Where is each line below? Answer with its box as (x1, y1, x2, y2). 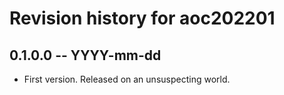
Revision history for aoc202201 (9, 7, 276, 30)
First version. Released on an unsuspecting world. (23, 73, 231, 85)
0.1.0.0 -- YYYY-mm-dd (9, 47, 162, 64)
